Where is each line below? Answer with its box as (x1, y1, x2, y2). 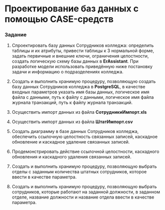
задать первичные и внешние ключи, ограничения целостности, (11, 53, 149, 59)
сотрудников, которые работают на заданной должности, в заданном (11, 189, 161, 195)
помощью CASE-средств (4, 13, 114, 25)
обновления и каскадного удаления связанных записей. (11, 154, 132, 160)
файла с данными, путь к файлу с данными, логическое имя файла (11, 94, 154, 100)
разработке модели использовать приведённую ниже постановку (11, 64, 153, 70)
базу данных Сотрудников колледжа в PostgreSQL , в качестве (11, 84, 146, 90)
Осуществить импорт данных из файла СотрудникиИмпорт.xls (11, 109, 147, 115)
